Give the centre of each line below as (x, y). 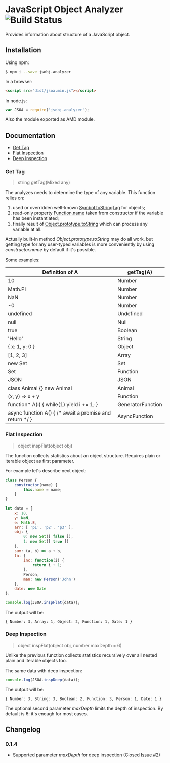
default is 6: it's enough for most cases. (47, 713)
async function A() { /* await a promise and (59, 413)
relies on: (15, 198)
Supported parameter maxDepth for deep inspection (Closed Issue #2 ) (86, 755)
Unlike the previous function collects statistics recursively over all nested (81, 655)
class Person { (21, 480)
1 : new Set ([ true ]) (46, 542)
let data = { (19, 508)
